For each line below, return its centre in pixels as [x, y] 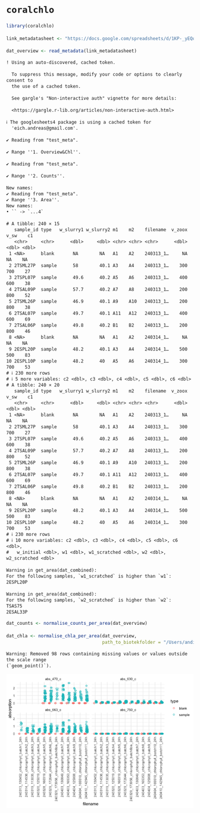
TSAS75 [14, 606]
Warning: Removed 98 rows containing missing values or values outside [97, 654]
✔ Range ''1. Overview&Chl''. [44, 152]
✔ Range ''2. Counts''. [36, 176]
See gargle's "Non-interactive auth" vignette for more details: [94, 99]
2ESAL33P [17, 612]
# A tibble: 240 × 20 [33, 385]
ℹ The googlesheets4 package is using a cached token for [79, 122]
